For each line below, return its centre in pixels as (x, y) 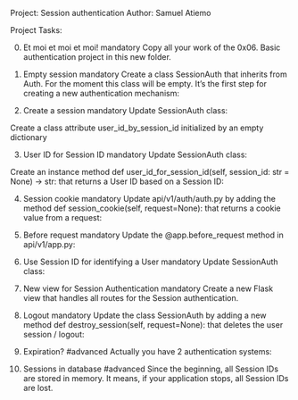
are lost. (38, 388)
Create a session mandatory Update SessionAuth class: (125, 110)
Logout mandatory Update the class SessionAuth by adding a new (145, 315)
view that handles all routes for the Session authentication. (131, 298)
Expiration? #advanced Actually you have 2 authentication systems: (147, 351)
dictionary (29, 137)
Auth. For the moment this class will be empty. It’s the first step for (145, 83)
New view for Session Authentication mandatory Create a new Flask (148, 288)
